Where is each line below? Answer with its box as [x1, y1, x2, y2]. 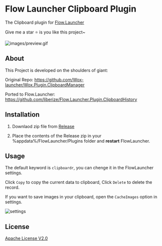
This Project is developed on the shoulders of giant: [5, 67, 108, 73]
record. [5, 184, 20, 190]
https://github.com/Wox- [34, 77, 84, 82]
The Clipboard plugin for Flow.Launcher [5, 19, 84, 25]
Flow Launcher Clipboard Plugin [5, 3, 137, 15]
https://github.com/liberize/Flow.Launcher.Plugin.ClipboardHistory [5, 96, 137, 102]
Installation [5, 111, 40, 119]
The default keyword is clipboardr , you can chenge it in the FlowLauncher [5, 165, 154, 171]
